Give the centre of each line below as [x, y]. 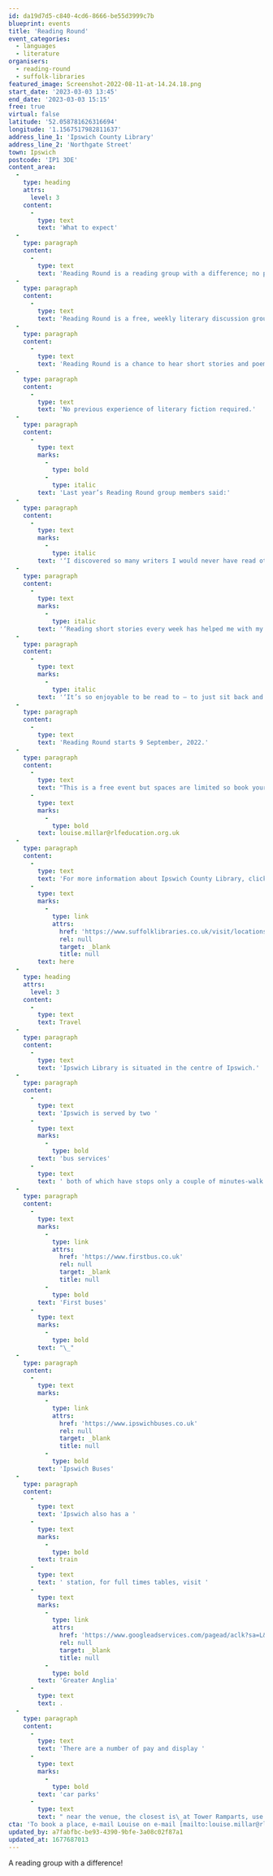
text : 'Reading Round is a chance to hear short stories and [143, 364]
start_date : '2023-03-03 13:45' [63, 92]
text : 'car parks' [69, 1794]
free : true [27, 107]
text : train [58, 1559]
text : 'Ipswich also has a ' [87, 1515]
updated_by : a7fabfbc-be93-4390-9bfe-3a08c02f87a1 [96, 1832]
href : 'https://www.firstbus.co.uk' [121, 1257]
